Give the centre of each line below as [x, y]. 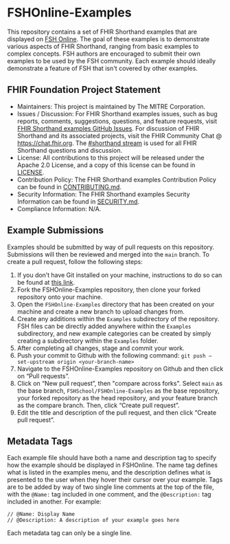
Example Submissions [56, 231]
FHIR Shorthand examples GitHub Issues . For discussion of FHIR [108, 128]
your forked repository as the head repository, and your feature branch [117, 398]
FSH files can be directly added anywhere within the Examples [104, 326]
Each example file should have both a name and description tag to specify [112, 458]
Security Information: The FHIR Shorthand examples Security [103, 194]
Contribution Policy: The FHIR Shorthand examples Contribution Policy [116, 179]
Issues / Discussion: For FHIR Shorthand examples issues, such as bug [117, 113]
